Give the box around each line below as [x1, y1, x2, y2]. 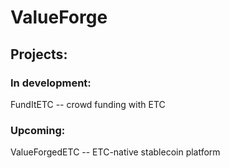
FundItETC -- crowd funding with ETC [10, 98, 166, 110]
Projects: [10, 46, 68, 63]
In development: [10, 76, 92, 90]
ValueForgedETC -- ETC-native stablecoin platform [10, 146, 221, 158]
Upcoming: [10, 123, 66, 137]
